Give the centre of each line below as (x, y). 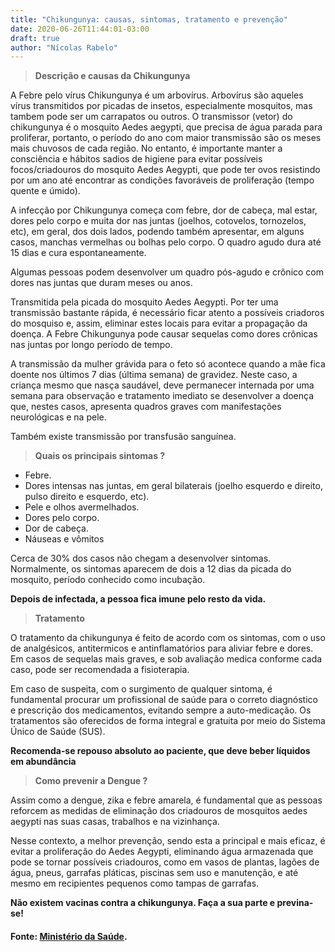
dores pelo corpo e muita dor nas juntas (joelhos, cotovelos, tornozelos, (158, 221)
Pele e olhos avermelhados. (82, 507)
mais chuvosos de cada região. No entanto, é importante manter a (146, 148)
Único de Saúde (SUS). (58, 732)
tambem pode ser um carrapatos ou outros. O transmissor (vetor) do (151, 117)
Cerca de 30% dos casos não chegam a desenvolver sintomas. (141, 558)
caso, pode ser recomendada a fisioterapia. (100, 670)
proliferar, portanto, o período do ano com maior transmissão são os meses (166, 138)
